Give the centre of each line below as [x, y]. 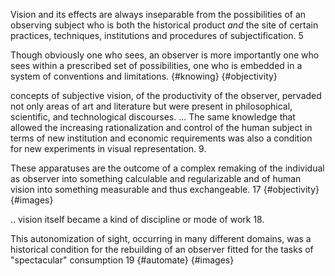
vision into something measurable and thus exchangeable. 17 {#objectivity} [165, 189]
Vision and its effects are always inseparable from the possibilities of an [158, 14]
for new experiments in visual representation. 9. [108, 148]
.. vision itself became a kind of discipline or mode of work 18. [137, 219]
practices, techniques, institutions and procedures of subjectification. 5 [157, 35]
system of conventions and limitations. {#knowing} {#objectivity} [144, 76]
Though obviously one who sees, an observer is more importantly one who [165, 55]
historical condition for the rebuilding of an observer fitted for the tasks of [162, 249]
